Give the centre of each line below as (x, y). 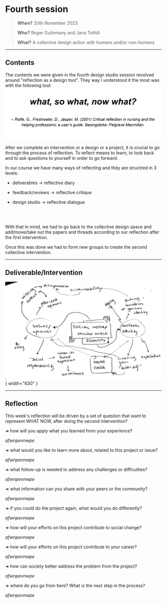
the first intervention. (27, 237)
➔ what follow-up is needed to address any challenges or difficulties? (76, 469)
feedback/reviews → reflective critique (52, 192)
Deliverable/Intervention (44, 273)
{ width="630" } (22, 383)
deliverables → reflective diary (43, 183)
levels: (12, 173)
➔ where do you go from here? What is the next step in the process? (75, 586)
